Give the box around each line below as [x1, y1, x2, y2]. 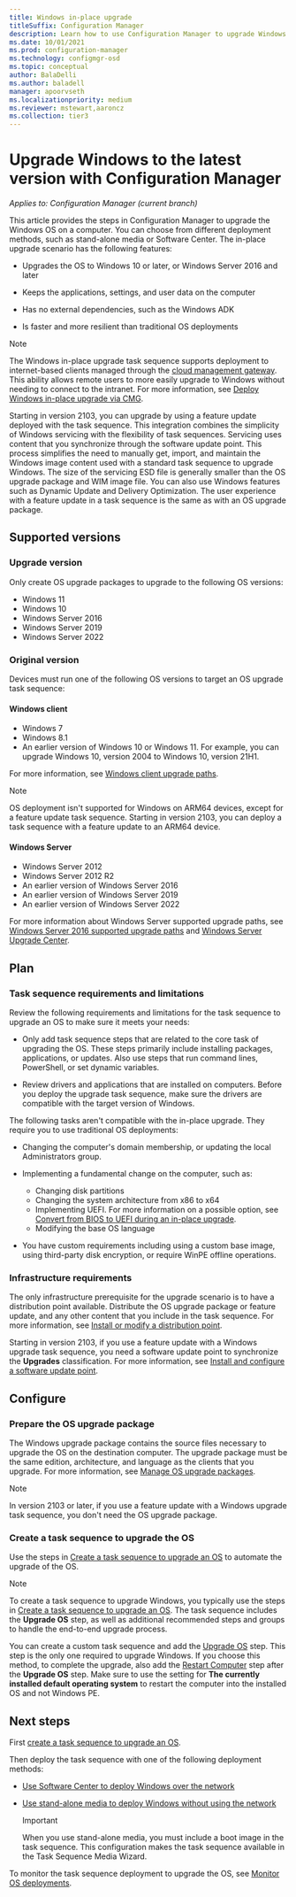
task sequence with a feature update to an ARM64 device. [9, 821, 221, 832]
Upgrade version [9, 557, 83, 569]
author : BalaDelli [9, 71, 77, 80]
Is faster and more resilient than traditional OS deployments [21, 321, 239, 332]
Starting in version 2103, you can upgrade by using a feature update [9, 411, 257, 421]
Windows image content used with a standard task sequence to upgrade [9, 458, 274, 468]
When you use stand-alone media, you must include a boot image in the [21, 1832, 285, 1843]
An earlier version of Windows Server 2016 [21, 880, 178, 891]
